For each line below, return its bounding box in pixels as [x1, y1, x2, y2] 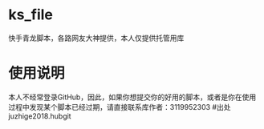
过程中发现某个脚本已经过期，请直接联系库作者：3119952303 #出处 [8, 102, 231, 111]
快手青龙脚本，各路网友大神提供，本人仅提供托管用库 [8, 33, 185, 42]
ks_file [8, 6, 54, 24]
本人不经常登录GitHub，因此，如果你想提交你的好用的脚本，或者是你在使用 [8, 92, 257, 102]
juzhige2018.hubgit [8, 111, 71, 121]
